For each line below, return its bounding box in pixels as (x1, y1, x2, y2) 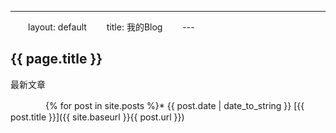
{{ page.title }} (10, 51, 103, 68)
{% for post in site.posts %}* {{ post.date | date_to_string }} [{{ (44, 99, 305, 111)
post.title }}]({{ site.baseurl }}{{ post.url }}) (10, 111, 185, 123)
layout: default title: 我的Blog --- (27, 21, 195, 33)
